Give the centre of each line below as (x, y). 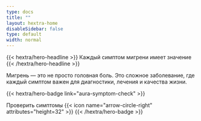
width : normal (24, 40)
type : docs (20, 12)
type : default (24, 34)
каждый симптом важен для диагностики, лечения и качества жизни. (97, 82)
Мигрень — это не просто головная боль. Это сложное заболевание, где (101, 75)
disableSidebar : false (35, 29)
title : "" (19, 18)
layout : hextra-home (32, 23)
